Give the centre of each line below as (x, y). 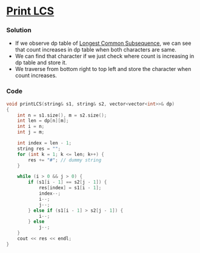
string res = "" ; (39, 149)
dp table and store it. (41, 62)
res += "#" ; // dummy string (65, 160)
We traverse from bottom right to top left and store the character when (103, 69)
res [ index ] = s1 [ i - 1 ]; (70, 188)
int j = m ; (31, 132)
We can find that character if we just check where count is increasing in (105, 56)
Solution (19, 30)
